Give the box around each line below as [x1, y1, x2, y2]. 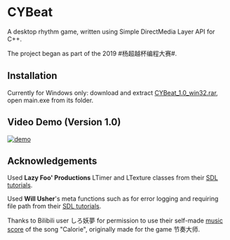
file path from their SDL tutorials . [7, 202, 102, 211]
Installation [7, 70, 57, 82]
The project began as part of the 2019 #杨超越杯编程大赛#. [7, 49, 177, 57]
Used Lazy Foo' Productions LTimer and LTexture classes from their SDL [7, 174, 219, 182]
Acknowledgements [7, 155, 97, 167]
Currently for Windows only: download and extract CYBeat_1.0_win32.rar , [7, 88, 219, 97]
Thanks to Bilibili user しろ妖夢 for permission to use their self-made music [7, 216, 223, 225]
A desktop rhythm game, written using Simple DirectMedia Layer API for [7, 27, 215, 36]
